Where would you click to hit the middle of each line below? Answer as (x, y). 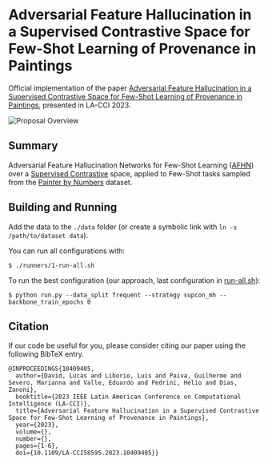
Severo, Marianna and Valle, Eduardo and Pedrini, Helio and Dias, (123, 383)
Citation (29, 326)
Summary (33, 146)
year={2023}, (37, 425)
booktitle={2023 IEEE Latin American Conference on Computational (128, 397)
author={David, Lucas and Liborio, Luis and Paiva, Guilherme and (128, 376)
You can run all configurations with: (67, 251)
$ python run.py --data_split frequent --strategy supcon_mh (112, 295)
